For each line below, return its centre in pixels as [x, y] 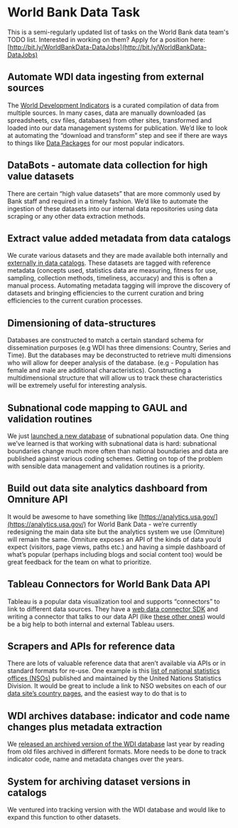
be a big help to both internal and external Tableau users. [91, 624]
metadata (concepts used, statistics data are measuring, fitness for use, [113, 271]
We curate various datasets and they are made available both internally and [118, 256]
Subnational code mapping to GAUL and [97, 408]
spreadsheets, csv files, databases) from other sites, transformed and [109, 120]
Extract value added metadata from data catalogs [119, 238]
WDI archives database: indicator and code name [119, 715]
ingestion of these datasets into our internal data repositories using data [113, 208]
